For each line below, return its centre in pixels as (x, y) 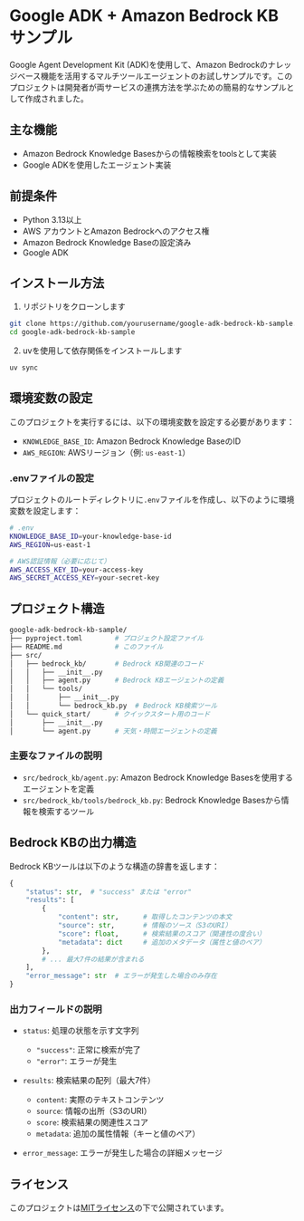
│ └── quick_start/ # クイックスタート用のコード (110, 714)
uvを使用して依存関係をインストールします (102, 351)
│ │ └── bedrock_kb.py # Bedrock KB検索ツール (114, 706)
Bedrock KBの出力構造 (73, 843)
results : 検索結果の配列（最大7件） (89, 1081)
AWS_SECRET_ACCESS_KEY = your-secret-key (85, 578)
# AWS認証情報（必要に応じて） (60, 561)
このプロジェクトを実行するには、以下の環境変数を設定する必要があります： (152, 421)
